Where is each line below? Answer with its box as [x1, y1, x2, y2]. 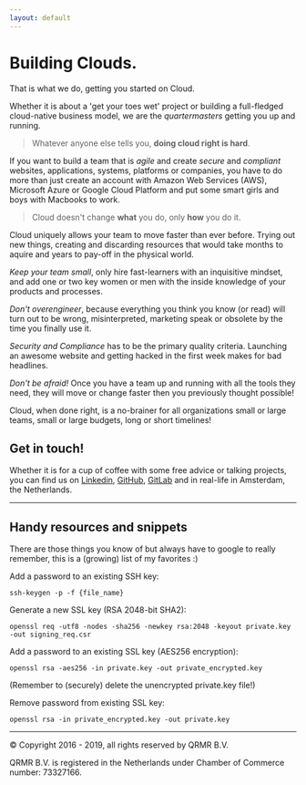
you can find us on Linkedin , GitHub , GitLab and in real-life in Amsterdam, [9, 475, 285, 486]
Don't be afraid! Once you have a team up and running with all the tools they [9, 377, 296, 388]
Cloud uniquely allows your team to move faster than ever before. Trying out [9, 229, 296, 240]
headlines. [9, 359, 48, 370]
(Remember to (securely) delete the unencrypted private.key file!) [9, 680, 256, 691]
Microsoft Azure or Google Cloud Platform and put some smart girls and [9, 184, 280, 195]
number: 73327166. [9, 767, 82, 778]
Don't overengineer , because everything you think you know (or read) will [9, 303, 286, 315]
